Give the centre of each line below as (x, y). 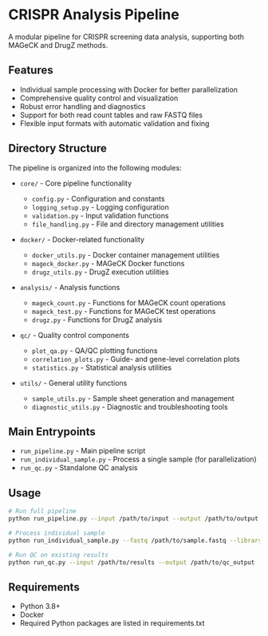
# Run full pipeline (43, 512)
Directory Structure (58, 149)
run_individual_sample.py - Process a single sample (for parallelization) (138, 459)
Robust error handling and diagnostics (83, 106)
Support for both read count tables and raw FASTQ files (111, 115)
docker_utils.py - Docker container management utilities (126, 255)
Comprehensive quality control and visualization (99, 98)
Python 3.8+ (40, 607)
